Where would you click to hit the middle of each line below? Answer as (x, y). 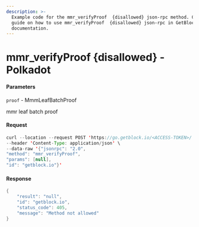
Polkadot (29, 70)
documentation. (30, 28)
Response (19, 178)
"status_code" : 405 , (42, 207)
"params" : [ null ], (29, 160)
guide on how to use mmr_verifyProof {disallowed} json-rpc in (92, 23)
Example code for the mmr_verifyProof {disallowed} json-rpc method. (100, 17)
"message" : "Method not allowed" (58, 213)
